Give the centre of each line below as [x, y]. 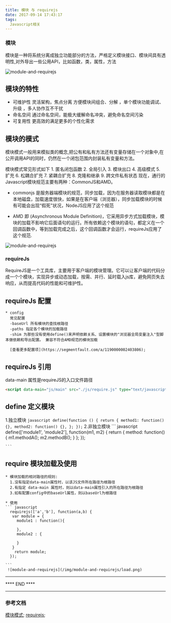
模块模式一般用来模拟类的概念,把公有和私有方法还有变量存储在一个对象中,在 [85, 152]
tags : [11, 19]
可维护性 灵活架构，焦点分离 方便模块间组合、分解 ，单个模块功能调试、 [88, 102]
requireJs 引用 [28, 367]
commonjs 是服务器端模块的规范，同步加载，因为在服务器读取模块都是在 [89, 193]
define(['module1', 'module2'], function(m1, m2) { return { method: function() [85, 432]
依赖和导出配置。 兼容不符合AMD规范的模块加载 [55, 340]
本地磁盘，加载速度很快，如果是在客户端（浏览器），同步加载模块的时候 [87, 199]
